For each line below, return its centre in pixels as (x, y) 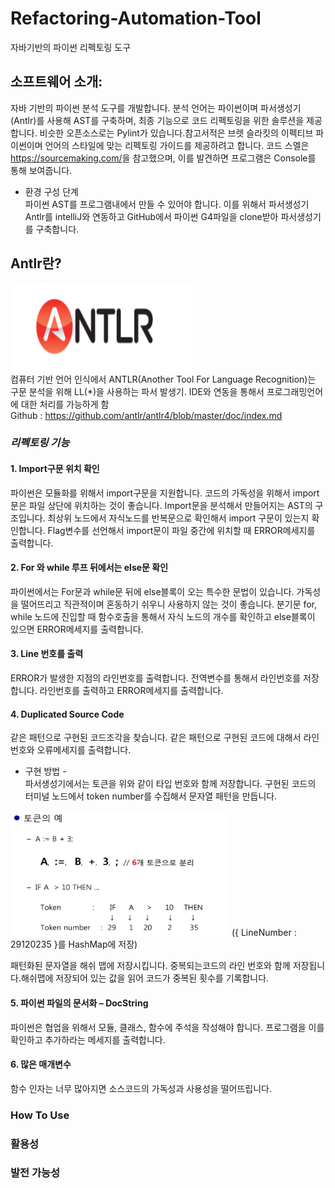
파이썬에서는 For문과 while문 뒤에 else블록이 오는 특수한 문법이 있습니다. (152, 591)
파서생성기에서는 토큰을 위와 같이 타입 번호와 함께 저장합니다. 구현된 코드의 (170, 784)
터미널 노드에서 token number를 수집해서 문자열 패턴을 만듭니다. (151, 796)
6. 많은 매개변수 (41, 1064)
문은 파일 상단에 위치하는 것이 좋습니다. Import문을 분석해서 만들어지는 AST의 (161, 505)
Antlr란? (36, 263)
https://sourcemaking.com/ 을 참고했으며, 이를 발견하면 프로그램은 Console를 (163, 158)
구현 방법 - (45, 771)
